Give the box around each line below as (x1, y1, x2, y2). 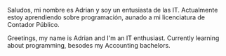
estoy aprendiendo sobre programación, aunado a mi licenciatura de (7, 13, 206, 21)
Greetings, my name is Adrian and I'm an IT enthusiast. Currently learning (7, 34, 220, 42)
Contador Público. (7, 21, 60, 28)
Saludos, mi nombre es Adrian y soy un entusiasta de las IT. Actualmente (7, 6, 218, 14)
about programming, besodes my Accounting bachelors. (7, 41, 171, 49)
